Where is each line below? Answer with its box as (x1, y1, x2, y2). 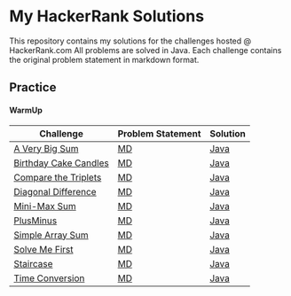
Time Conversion (13, 272, 85, 284)
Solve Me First (13, 243, 74, 255)
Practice (9, 80, 57, 95)
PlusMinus (13, 214, 58, 227)
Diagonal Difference (13, 185, 97, 198)
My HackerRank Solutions (9, 6, 205, 27)
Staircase (13, 257, 53, 269)
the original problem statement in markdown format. (9, 54, 200, 65)
